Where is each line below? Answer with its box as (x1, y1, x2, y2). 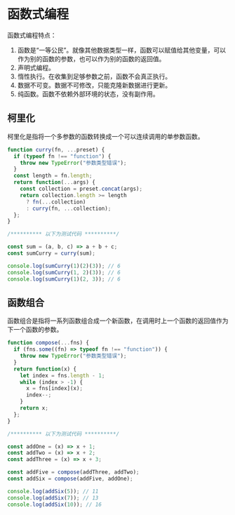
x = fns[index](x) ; (25, 385, 83, 392)
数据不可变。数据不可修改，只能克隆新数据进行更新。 (17, 81, 172, 89)
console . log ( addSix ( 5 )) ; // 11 (7, 488, 99, 495)
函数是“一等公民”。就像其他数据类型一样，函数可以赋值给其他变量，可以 (17, 46, 227, 54)
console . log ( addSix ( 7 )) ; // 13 (7, 494, 99, 502)
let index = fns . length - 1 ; (20, 372, 105, 379)
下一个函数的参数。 (7, 326, 63, 334)
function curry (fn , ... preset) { (7, 146, 105, 153)
